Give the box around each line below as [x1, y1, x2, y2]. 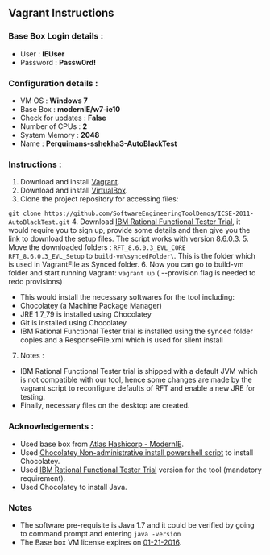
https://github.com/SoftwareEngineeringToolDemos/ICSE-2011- [44, 209, 254, 218]
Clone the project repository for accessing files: [19, 194, 179, 204]
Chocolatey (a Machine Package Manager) [19, 301, 163, 311]
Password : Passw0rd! [19, 57, 97, 67]
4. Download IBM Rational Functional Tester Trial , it [71, 217, 241, 226]
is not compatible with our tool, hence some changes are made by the [19, 375, 252, 385]
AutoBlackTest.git [8, 218, 70, 226]
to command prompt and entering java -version [19, 528, 181, 538]
